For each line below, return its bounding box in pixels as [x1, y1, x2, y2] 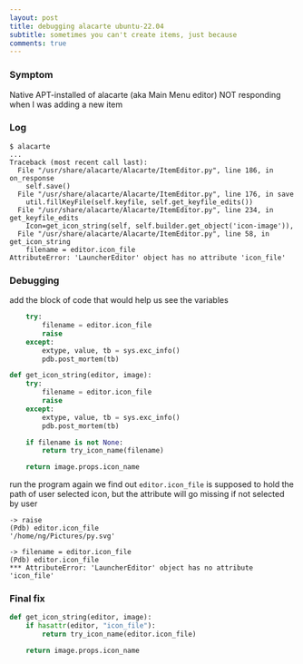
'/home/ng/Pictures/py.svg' [9, 532, 116, 541]
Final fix [9, 592, 45, 605]
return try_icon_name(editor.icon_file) [42, 630, 197, 640]
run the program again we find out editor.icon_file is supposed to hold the [9, 479, 295, 490]
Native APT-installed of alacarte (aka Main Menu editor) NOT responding [9, 89, 281, 100]
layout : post [9, 13, 59, 23]
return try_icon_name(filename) [42, 446, 165, 455]
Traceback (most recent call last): [9, 158, 148, 167]
